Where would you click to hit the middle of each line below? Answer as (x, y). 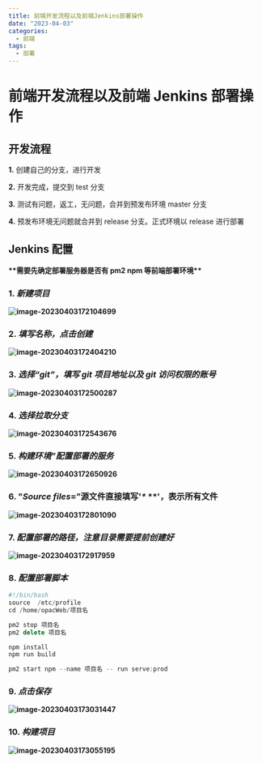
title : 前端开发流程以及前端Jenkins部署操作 (76, 16)
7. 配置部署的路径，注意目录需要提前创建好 (91, 537)
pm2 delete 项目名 (38, 633)
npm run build (32, 654)
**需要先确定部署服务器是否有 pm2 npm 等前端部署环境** (105, 270)
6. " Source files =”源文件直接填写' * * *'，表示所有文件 (113, 497)
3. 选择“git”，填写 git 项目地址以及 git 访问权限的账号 (112, 375)
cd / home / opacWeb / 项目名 (49, 610)
